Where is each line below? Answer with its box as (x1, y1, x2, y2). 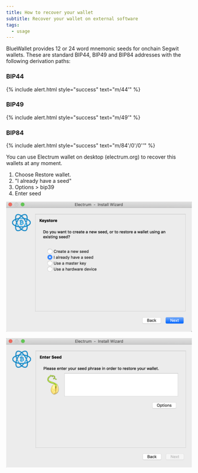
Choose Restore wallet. (14, 171, 71, 178)
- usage (11, 28, 31, 34)
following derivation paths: (6, 58, 71, 65)
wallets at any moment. (6, 160, 63, 167)
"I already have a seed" (14, 178, 72, 185)
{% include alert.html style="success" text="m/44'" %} (6, 86, 141, 93)
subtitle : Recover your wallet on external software (6, 15, 138, 22)
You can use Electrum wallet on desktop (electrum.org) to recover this (6, 153, 176, 160)
